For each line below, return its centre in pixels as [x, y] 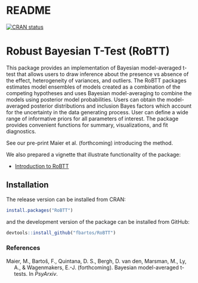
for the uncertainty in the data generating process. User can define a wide [98, 112]
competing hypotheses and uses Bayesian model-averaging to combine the [99, 93]
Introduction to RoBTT [42, 166]
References [23, 248]
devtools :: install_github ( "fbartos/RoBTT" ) [61, 233]
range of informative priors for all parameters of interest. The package [92, 118]
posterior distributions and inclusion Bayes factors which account [111, 106]
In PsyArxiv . [44, 273]
